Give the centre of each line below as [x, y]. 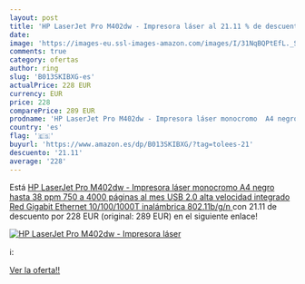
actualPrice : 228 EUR [50, 85]
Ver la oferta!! [35, 269]
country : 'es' [36, 128]
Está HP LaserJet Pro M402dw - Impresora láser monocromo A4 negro [142, 187]
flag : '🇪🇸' [32, 136]
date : [20, 34]
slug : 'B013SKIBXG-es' [52, 77]
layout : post [34, 18]
